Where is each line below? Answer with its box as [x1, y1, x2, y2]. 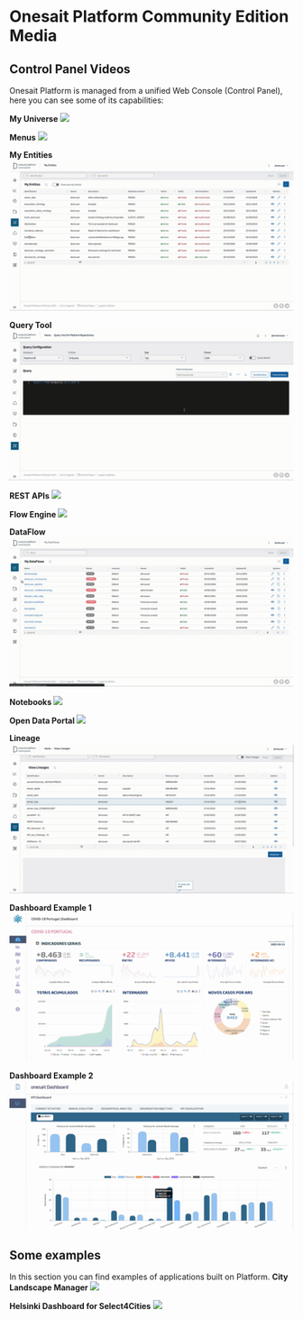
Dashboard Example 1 [9, 902, 92, 913]
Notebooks [9, 697, 52, 708]
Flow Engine [9, 508, 57, 519]
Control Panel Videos [9, 61, 131, 77]
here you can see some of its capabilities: [9, 95, 164, 105]
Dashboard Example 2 [9, 1070, 94, 1081]
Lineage [9, 733, 41, 744]
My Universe [9, 114, 59, 124]
